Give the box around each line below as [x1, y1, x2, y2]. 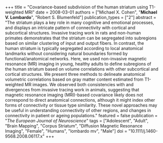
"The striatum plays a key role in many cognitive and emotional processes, [5, 19, 154, 25]
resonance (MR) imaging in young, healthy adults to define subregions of [5, 61, 152, 67]
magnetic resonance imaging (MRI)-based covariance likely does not [5, 92, 144, 98]
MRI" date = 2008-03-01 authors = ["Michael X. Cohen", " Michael [24, 9, 157, 15]
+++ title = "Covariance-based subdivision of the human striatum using [5, 4, 148, 10]
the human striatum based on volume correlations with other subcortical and [5, 66, 159, 72]
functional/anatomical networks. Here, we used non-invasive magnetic [5, 56, 147, 61]
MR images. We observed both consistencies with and [24, 82, 134, 87]
